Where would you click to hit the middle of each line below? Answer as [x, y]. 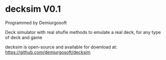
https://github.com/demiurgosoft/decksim [48, 52]
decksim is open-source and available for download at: [61, 47]
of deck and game [24, 37]
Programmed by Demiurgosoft [36, 23]
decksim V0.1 [33, 9]
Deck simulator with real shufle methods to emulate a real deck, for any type [83, 32]
